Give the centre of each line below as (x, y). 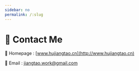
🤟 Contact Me (34, 40)
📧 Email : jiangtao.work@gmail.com (41, 63)
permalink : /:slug (24, 15)
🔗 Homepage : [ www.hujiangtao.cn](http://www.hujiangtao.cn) (69, 53)
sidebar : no (17, 10)
